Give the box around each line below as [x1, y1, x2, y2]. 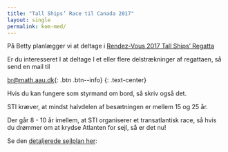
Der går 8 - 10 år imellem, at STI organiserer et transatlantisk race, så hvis [7, 116, 217, 124]
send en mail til [7, 63, 50, 71]
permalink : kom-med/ [7, 23, 67, 30]
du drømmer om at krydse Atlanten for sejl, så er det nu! [7, 124, 167, 132]
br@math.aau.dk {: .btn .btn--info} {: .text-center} [7, 76, 147, 84]
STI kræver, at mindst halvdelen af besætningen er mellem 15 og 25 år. [7, 103, 209, 111]
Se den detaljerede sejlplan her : [7, 137, 98, 145]
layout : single [7, 17, 51, 23]
